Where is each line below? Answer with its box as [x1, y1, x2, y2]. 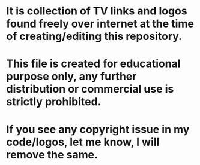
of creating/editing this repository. [6, 30, 182, 43]
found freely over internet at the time [6, 17, 194, 30]
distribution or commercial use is [6, 82, 174, 96]
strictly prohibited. [6, 95, 102, 109]
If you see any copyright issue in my [6, 123, 190, 136]
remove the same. [6, 148, 98, 161]
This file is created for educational [6, 57, 181, 71]
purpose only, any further [6, 70, 137, 83]
